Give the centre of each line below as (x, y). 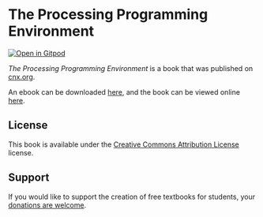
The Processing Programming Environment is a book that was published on (131, 68)
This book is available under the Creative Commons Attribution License (124, 144)
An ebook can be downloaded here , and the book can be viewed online (124, 92)
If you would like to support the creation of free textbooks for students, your (131, 196)
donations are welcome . (47, 205)
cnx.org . (22, 77)
